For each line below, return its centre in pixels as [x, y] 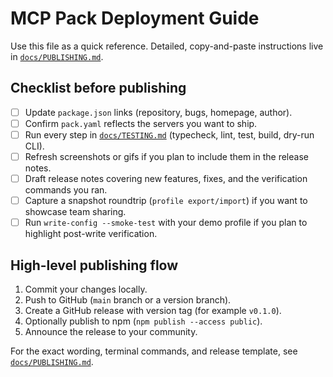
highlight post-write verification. [91, 234]
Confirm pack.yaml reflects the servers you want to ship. [141, 123]
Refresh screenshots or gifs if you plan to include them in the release [166, 156]
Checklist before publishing [98, 88]
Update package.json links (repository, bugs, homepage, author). [158, 112]
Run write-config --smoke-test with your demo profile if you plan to [166, 223]
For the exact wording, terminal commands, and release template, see [154, 351]
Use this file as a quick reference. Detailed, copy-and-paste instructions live [167, 46]
